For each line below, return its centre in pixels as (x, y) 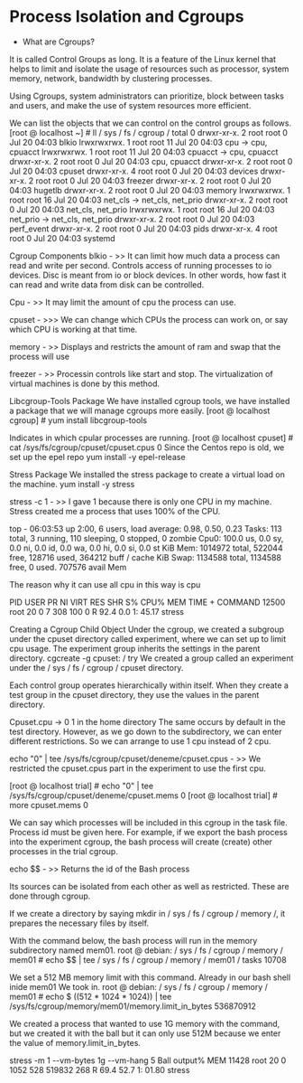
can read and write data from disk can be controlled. (107, 284)
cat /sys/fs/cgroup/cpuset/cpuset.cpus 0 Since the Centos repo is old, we (147, 447)
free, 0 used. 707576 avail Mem (68, 567)
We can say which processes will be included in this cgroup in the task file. (149, 822)
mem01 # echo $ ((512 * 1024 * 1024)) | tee (91, 996)
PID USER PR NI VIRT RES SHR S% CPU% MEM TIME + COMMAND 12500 (147, 602)
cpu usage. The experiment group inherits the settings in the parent (135, 648)
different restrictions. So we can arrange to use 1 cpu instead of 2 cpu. (140, 741)
